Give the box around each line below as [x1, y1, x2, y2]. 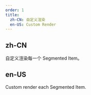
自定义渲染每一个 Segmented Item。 [5, 55, 82, 62]
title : [5, 12, 20, 17]
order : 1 [5, 7, 24, 13]
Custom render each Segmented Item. [5, 84, 86, 90]
